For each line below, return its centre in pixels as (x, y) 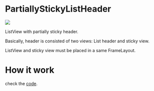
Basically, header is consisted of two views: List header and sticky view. (77, 41)
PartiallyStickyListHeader (58, 9)
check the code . (21, 83)
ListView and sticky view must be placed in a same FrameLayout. (70, 50)
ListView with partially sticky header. (42, 31)
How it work (30, 70)
